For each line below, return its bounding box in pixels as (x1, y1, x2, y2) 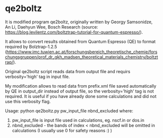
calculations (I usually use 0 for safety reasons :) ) (12, 127, 113, 133)
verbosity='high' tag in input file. (5, 74, 70, 79)
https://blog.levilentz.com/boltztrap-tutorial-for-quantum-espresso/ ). (5, 29, 143, 35)
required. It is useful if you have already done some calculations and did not (5, 93, 157, 99)
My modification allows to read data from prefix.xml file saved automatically (5, 83, 157, 89)
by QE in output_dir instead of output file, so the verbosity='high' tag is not (5, 88, 154, 94)
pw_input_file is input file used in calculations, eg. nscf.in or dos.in (12, 117, 145, 123)
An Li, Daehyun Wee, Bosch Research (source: (5, 24, 98, 30)
